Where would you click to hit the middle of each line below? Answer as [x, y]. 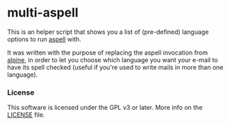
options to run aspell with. [44, 39]
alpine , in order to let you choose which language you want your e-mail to [113, 59]
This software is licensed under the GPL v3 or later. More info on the [105, 108]
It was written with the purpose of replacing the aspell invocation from [108, 52]
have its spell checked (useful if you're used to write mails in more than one [115, 67]
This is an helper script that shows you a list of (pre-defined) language [108, 32]
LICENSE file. [26, 115]
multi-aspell [43, 13]
